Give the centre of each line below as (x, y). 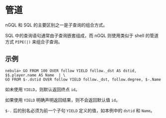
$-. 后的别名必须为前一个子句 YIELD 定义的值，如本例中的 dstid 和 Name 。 (80, 111)
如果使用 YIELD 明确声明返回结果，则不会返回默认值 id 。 (63, 100)
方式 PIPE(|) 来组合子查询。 (34, 42)
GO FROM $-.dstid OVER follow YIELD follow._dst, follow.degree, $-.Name (83, 79)
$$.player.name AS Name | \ (35, 75)
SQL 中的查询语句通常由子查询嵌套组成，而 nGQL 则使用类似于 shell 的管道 (82, 35)
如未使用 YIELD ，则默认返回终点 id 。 (42, 89)
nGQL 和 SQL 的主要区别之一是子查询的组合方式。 (56, 25)
